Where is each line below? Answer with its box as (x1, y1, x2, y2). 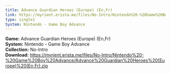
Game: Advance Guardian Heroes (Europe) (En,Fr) (5, 36, 111, 42)
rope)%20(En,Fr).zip (5, 63, 48, 69)
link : (5, 12, 17, 17)
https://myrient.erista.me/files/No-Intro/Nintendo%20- (30, 52, 144, 58)
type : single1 (5, 17, 36, 22)
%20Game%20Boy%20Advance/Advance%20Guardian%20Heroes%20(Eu (5, 57, 165, 64)
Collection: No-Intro (5, 46, 48, 53)
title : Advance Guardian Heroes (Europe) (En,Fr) (5, 7, 113, 13)
